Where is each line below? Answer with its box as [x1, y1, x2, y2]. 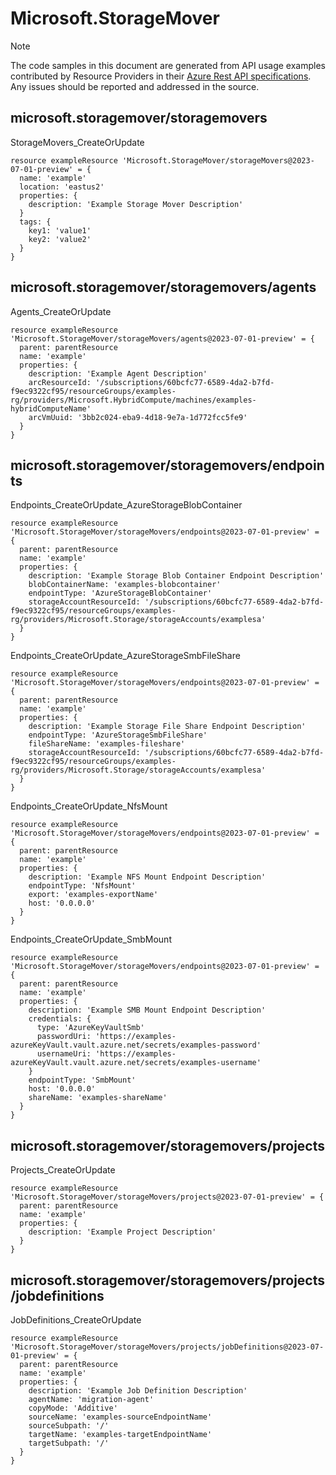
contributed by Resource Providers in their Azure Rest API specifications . [10, 70, 312, 82]
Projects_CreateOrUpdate [10, 1164, 116, 1176]
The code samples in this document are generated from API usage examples [10, 59, 326, 71]
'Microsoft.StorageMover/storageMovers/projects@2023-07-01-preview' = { [10, 1192, 325, 1202]
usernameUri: [36, 1049, 92, 1059]
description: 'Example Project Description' [28, 1227, 217, 1237]
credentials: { [28, 1014, 92, 1024]
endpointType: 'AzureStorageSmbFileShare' [28, 730, 208, 741]
